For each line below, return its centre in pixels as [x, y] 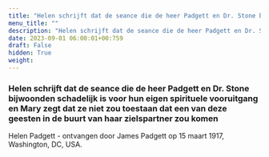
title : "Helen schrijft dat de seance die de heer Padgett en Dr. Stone [132, 16]
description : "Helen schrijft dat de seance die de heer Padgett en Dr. [132, 30]
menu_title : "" [34, 23]
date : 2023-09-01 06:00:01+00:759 [66, 38]
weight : [21, 61]
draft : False [30, 46]
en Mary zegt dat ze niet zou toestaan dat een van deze [118, 108]
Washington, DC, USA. [45, 144]
